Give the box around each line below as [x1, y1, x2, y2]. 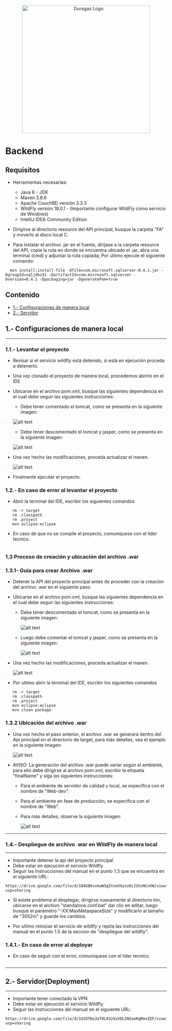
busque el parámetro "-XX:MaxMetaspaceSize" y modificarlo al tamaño [12, 908, 164, 914]
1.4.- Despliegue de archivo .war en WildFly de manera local [5, 841, 158, 848]
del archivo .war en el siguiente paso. [12, 584, 92, 590]
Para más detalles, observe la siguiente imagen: [20, 813, 121, 819]
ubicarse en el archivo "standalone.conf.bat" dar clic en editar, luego [12, 903, 158, 909]
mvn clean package [12, 707, 52, 713]
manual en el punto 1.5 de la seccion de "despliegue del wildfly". [12, 929, 148, 935]
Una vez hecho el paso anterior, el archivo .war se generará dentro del [12, 731, 162, 737]
